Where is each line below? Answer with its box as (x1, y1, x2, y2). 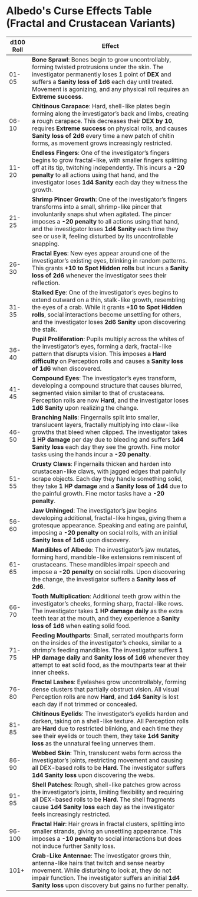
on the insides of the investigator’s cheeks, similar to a (31, 639, 181, 647)
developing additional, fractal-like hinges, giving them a (31, 513, 187, 522)
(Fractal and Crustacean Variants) (6, 17, 176, 30)
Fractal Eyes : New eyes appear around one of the (31, 249, 170, 257)
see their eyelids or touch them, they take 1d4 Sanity (31, 731, 179, 740)
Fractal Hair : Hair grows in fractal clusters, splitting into (31, 820, 185, 828)
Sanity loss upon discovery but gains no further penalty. (31, 881, 189, 889)
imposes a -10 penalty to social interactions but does (31, 834, 181, 843)
